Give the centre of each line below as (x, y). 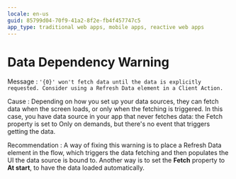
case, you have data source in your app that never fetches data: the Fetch (115, 117)
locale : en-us (28, 14)
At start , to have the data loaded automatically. (76, 168)
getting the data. (32, 132)
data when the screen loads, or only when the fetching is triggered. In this (115, 109)
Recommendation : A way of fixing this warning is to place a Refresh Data (114, 145)
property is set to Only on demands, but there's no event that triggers (109, 124)
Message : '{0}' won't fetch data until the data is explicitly (105, 81)
